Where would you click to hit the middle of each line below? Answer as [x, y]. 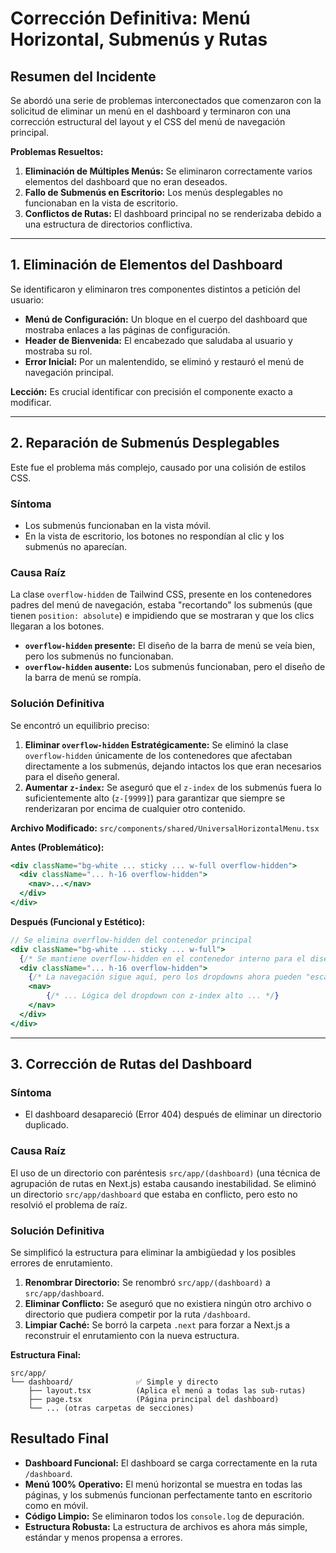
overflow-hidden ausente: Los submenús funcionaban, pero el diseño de [175, 667]
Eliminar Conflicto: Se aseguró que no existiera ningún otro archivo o [168, 1303]
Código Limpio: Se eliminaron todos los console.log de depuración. [164, 1516]
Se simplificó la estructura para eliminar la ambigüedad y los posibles [153, 1252]
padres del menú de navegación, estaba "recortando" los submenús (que [161, 605]
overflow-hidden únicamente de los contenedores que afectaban [158, 755]
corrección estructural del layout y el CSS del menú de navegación [148, 121]
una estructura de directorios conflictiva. [108, 224]
